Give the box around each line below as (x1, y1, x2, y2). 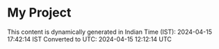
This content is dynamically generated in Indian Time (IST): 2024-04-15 (7, 28, 213, 36)
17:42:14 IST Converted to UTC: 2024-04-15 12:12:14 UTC (7, 35, 172, 43)
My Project (7, 5, 72, 21)
